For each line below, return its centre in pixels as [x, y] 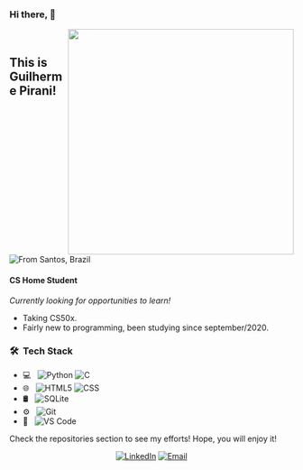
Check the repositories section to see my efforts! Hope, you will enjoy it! [143, 438]
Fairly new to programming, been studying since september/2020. [145, 327]
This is [28, 62]
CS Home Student [44, 280]
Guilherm [36, 76]
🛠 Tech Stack [41, 351]
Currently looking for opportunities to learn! [90, 300]
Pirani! [38, 91]
